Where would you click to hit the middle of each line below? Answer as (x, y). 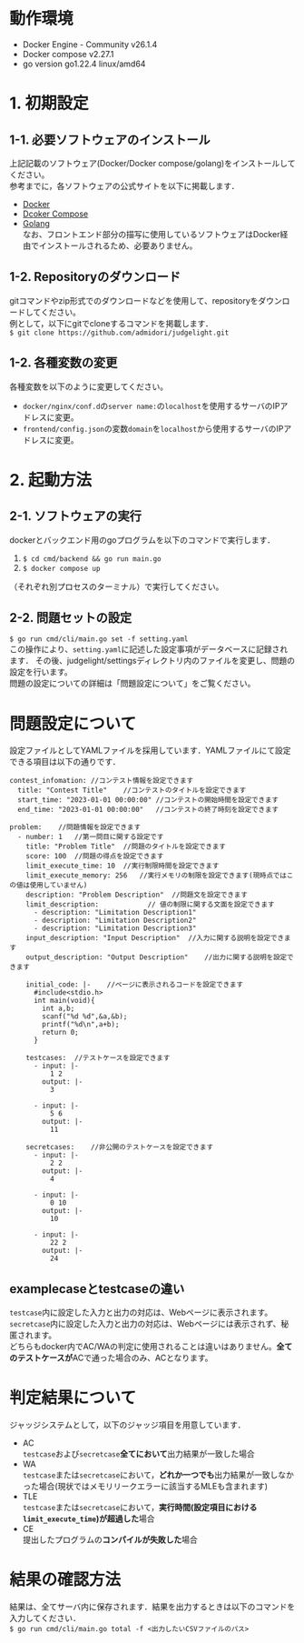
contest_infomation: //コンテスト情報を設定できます (101, 781)
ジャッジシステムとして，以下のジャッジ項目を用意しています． (127, 1425)
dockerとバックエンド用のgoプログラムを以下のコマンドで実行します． (142, 540)
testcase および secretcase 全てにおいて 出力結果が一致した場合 (139, 1454)
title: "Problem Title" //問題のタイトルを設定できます (126, 847)
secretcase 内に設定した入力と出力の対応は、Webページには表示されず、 (145, 1324)
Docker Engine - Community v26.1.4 (90, 44)
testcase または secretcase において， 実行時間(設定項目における (140, 1508)
